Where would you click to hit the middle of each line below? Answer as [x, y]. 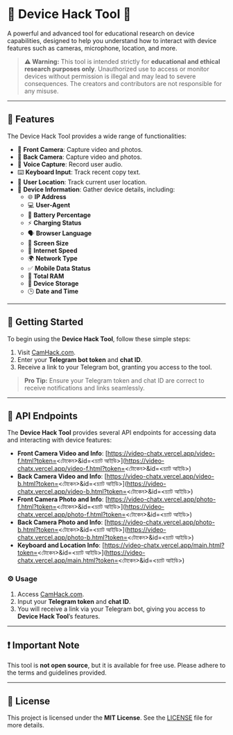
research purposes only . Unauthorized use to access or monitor [116, 69]
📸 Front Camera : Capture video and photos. [80, 149]
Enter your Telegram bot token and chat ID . [80, 359]
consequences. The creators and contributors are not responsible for [123, 83]
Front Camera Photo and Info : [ [62, 499]
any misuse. [41, 91]
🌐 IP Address [47, 196]
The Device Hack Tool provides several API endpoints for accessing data [112, 433]
